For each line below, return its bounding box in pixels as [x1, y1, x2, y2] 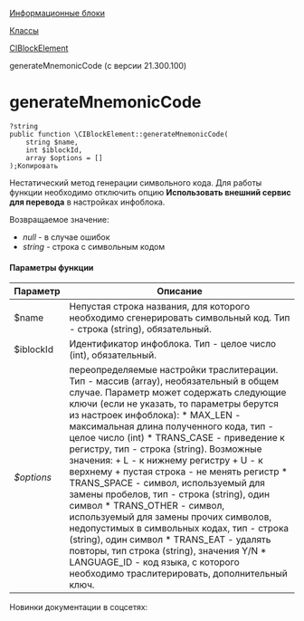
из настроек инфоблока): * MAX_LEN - [69, 409, 242, 422]
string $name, [25, 138, 79, 147]
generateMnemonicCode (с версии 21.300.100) [9, 61, 187, 71]
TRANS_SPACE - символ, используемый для [69, 477, 265, 490]
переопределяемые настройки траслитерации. [69, 364, 279, 377]
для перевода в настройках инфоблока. [9, 196, 166, 207]
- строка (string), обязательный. [69, 323, 213, 336]
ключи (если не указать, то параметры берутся [69, 397, 279, 410]
